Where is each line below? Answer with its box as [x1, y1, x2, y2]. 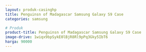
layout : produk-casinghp [5, 7, 57, 12]
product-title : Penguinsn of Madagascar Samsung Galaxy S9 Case [5, 30, 142, 35]
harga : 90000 [5, 39, 32, 45]
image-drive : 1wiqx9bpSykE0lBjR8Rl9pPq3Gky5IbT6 [5, 35, 108, 40]
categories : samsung [5, 16, 48, 21]
